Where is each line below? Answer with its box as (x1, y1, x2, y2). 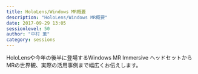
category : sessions (6, 37, 56, 43)
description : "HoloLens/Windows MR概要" (6, 14, 108, 20)
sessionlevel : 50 (6, 25, 50, 32)
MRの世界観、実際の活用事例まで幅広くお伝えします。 (6, 61, 142, 69)
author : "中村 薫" (6, 31, 50, 37)
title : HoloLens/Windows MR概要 (6, 8, 86, 15)
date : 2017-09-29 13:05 (6, 20, 67, 26)
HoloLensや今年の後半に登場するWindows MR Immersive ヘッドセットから (6, 54, 193, 61)
